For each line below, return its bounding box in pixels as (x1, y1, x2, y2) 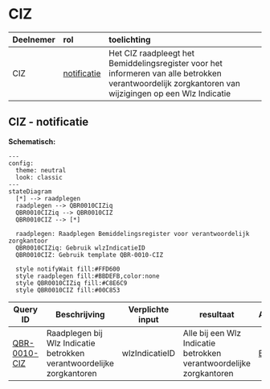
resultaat (199, 308, 235, 320)
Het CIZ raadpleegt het (108, 48, 195, 59)
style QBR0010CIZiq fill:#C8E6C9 (15, 279, 128, 287)
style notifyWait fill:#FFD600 (15, 265, 121, 273)
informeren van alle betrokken (108, 68, 223, 79)
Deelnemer (12, 34, 56, 45)
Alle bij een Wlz (182, 327, 241, 338)
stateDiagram (8, 187, 52, 196)
